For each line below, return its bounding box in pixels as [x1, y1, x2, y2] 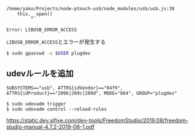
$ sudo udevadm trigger [6, 100, 67, 107]
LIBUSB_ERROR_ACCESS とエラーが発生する [6, 38, 106, 45]
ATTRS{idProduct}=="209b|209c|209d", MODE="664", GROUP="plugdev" [6, 90, 177, 96]
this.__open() [17, 11, 53, 17]
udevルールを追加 [6, 68, 74, 79]
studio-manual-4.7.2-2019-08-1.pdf [6, 123, 95, 130]
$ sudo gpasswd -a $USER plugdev [6, 50, 91, 56]
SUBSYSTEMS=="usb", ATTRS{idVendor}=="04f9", [6, 85, 123, 91]
